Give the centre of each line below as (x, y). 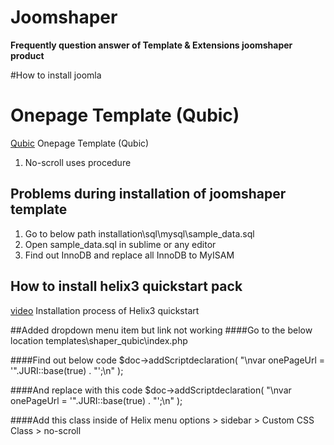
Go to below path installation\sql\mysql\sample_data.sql (139, 233)
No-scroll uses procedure (78, 162)
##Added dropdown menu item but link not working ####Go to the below (161, 330)
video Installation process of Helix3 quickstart (105, 310)
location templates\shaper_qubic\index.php (99, 340)
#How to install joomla (56, 75)
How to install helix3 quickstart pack (126, 286)
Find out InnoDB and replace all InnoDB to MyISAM (129, 255)
